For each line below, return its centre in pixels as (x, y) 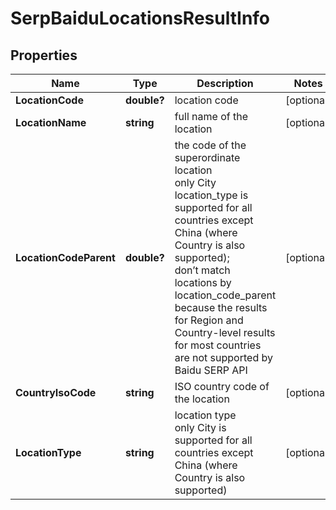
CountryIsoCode (56, 392)
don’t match (202, 270)
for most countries (218, 345)
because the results (221, 307)
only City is (200, 427)
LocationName (51, 122)
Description (225, 83)
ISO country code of (222, 386)
